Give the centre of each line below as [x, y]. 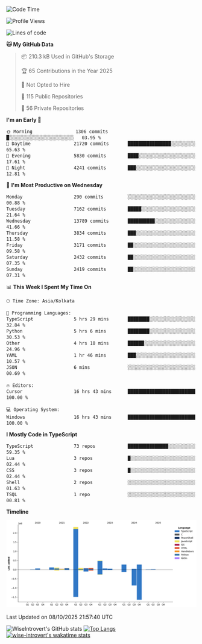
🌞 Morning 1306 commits [57, 132]
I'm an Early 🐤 [24, 120]
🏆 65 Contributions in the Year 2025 [67, 71]
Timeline [17, 512]
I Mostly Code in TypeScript [42, 434]
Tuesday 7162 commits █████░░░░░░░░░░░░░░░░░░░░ [101, 209]
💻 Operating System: [33, 410]
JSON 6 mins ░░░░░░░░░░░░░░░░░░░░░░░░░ [101, 368]
